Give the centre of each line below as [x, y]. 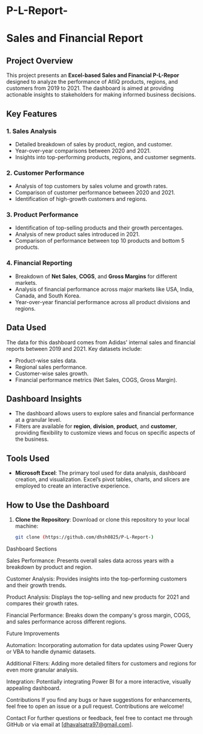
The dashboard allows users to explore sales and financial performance [105, 413]
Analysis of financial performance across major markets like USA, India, [104, 289]
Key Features [32, 114]
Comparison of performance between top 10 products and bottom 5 [100, 241]
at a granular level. [38, 420]
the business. [32, 439]
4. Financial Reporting [39, 263]
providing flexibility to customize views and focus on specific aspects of [105, 433]
